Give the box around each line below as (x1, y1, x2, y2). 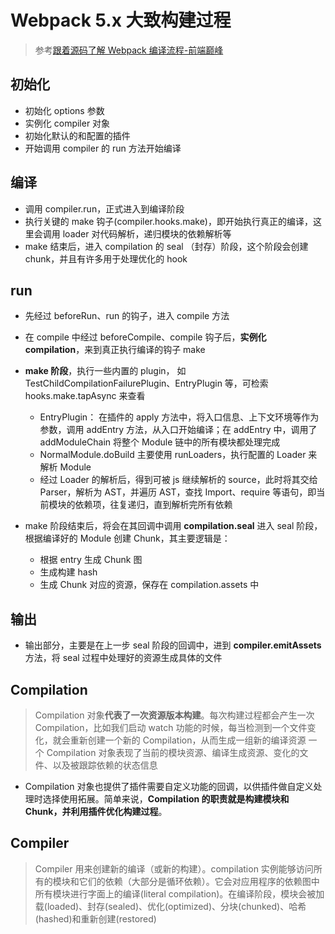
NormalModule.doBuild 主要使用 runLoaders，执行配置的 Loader (39, 449, 307, 461)
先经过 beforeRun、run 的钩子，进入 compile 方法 (24, 310, 230, 322)
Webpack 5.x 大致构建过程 (10, 9, 232, 32)
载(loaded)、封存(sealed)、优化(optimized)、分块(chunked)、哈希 (34, 900, 307, 912)
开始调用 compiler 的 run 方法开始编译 (24, 142, 182, 154)
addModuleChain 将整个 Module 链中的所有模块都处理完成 (39, 436, 281, 448)
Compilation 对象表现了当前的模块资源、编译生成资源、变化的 (46, 747, 300, 758)
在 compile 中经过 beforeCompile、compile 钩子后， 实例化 (24, 331, 267, 343)
